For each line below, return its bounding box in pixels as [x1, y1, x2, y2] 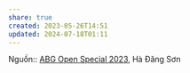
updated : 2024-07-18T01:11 [8, 29, 108, 38]
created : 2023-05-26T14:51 [8, 21, 108, 30]
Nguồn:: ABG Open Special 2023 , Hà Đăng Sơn [8, 54, 181, 65]
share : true [8, 12, 52, 22]
